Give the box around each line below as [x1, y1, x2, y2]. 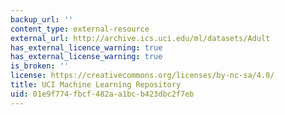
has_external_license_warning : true [10, 52, 163, 62]
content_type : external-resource [10, 24, 150, 34]
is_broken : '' [10, 61, 70, 71]
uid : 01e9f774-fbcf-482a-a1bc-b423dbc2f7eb [10, 89, 195, 99]
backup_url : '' [10, 14, 74, 25]
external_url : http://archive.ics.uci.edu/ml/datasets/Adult [10, 33, 271, 43]
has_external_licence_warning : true [10, 42, 163, 53]
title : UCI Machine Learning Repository [10, 80, 182, 90]
